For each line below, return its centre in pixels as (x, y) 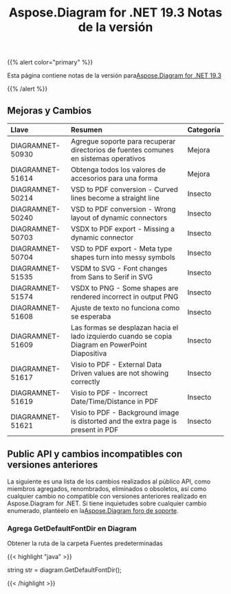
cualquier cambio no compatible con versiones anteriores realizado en (107, 496)
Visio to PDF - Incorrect (109, 393)
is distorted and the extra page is (124, 421)
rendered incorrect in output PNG (125, 297)
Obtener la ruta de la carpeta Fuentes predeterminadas (85, 543)
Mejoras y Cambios (49, 110)
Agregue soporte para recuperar (123, 141)
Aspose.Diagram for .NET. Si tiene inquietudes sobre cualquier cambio (107, 503)
